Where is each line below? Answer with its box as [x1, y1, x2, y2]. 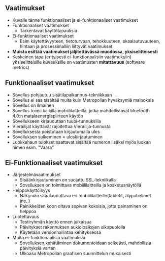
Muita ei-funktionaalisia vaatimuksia [12, 235, 86, 241]
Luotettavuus [12, 214, 39, 219]
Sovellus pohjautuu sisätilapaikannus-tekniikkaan [12, 91, 112, 98]
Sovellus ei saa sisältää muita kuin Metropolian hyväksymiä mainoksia [12, 97, 154, 103]
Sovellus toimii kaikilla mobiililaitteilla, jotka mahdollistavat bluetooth [12, 107, 150, 113]
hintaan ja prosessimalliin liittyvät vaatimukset [19, 43, 113, 49]
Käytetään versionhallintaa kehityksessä [19, 229, 101, 235]
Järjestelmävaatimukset [12, 172, 61, 177]
